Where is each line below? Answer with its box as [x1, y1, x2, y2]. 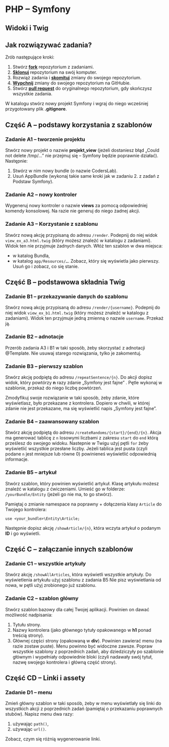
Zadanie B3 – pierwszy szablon [5, 363, 83, 370]
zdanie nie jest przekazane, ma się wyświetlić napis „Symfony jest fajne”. [5, 405, 157, 411]
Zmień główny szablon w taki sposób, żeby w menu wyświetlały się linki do [5, 701, 161, 707]
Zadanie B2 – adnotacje [5, 333, 64, 340]
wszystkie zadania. [12, 91, 52, 97]
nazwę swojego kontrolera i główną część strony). [12, 659, 117, 665]
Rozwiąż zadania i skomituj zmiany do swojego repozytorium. [12, 75, 142, 81]
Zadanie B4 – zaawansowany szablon [5, 418, 99, 425]
